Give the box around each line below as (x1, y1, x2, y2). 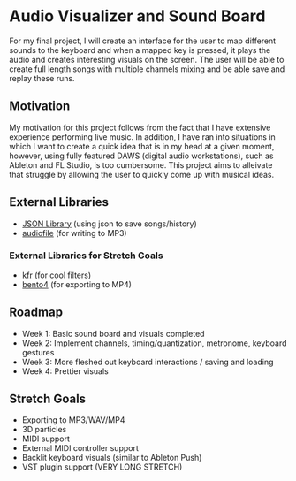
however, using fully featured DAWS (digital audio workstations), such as (9, 150, 274, 161)
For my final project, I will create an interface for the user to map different (9, 35, 277, 46)
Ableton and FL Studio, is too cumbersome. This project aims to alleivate (9, 159, 273, 170)
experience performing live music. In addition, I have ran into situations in (9, 131, 276, 142)
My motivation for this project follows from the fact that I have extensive (9, 122, 271, 133)
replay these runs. (9, 73, 75, 83)
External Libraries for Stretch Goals (9, 249, 163, 262)
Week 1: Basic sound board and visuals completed (21, 328, 205, 339)
